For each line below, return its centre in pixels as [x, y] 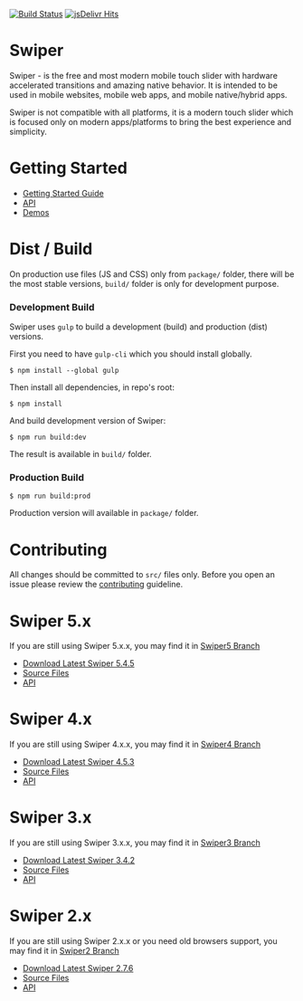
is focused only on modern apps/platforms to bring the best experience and [151, 121]
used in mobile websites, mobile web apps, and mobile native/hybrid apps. [148, 94]
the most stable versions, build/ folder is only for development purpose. [144, 283]
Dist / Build [51, 249]
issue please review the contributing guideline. [96, 585]
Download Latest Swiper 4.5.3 [78, 762]
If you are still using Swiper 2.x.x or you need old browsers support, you [143, 941]
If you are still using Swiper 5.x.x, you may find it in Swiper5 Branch [135, 646]
